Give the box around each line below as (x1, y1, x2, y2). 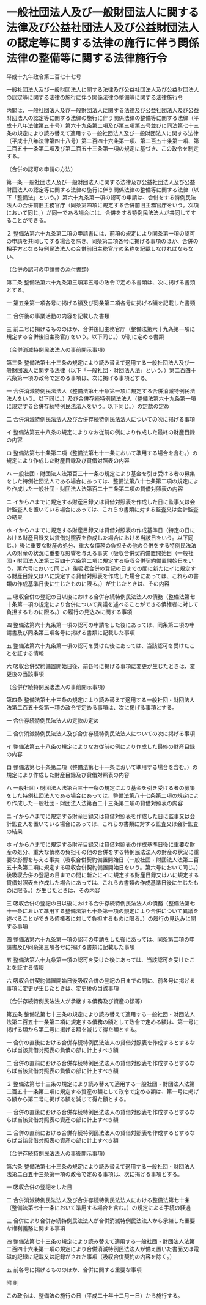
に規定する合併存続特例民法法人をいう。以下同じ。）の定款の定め (6, 402, 170, 410)
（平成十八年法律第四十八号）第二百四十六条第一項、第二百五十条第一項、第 (6, 137, 199, 144)
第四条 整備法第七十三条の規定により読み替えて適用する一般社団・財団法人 (6, 696, 195, 704)
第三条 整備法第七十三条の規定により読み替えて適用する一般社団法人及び (6, 359, 189, 366)
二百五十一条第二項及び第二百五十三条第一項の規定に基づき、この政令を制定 (6, 144, 199, 152)
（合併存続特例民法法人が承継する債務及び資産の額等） (6, 997, 145, 1005)
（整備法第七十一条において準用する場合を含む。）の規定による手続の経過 (6, 1203, 191, 1211)
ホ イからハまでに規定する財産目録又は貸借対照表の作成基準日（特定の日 (6, 526, 190, 534)
